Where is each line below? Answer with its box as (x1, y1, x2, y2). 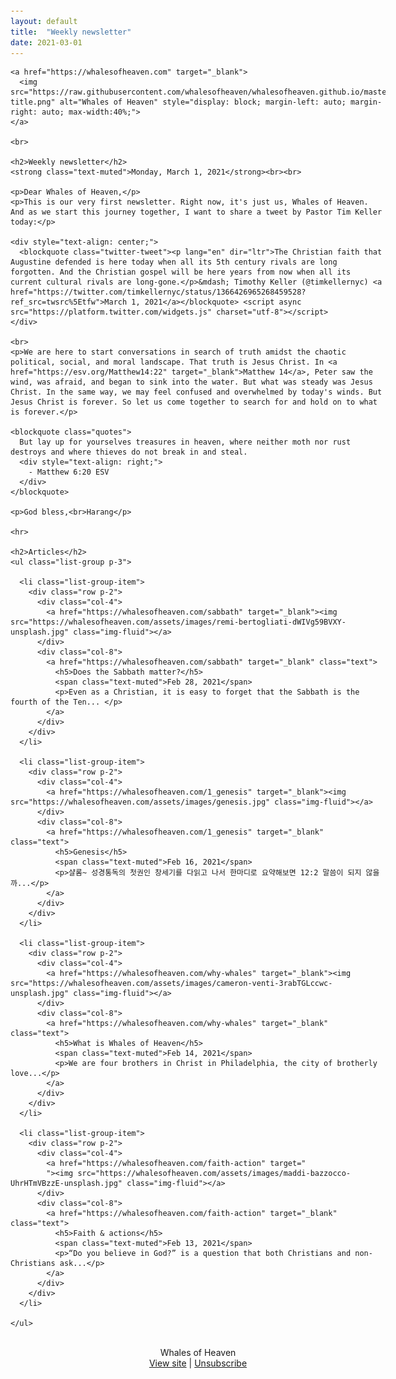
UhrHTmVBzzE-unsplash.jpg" (10, 1179, 123, 1189)
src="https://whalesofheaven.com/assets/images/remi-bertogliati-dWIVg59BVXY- (10, 617, 347, 628)
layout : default (10, 16, 78, 26)
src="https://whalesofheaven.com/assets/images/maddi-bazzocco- (77, 1169, 352, 1179)
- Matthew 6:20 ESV (28, 467, 110, 478)
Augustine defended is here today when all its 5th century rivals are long (10, 257, 338, 268)
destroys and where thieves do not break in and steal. (10, 447, 248, 458)
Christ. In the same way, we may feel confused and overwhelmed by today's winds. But (10, 387, 383, 398)
